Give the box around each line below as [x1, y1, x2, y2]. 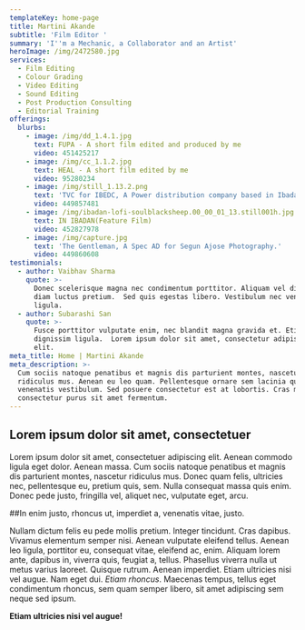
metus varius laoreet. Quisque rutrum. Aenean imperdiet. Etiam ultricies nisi [9, 564, 292, 575]
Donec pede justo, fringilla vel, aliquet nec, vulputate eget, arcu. [9, 490, 249, 501]
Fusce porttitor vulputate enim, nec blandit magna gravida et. [33, 326, 282, 335]
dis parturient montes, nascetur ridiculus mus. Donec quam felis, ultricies [9, 470, 283, 482]
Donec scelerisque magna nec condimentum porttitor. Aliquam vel [33, 284, 286, 293]
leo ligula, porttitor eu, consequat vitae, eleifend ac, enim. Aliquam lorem [9, 545, 280, 555]
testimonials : [9, 258, 64, 268]
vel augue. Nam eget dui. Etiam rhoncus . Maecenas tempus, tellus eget [9, 574, 277, 585]
